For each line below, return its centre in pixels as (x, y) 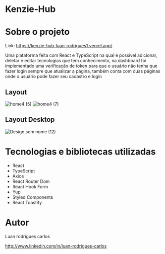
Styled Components (33, 197)
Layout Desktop (30, 120)
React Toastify (27, 202)
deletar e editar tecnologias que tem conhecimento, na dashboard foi (76, 61)
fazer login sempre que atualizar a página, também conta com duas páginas (83, 71)
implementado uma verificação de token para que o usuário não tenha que (81, 66)
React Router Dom (31, 181)
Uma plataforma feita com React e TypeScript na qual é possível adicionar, (81, 55)
